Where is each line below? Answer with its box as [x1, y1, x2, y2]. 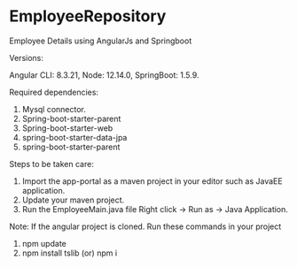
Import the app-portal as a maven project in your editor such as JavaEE [21, 175, 283, 187]
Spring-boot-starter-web [21, 122, 113, 133]
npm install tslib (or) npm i [21, 248, 118, 258]
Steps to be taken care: [9, 158, 95, 169]
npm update [21, 238, 66, 248]
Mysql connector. [21, 103, 87, 114]
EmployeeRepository [9, 6, 167, 27]
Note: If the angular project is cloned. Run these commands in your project [9, 221, 282, 232]
